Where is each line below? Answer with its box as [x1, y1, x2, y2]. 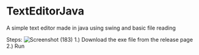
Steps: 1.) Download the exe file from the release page [6, 36, 194, 43]
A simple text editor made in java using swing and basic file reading [6, 24, 176, 31]
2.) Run [6, 42, 25, 50]
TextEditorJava [6, 4, 84, 18]
